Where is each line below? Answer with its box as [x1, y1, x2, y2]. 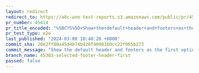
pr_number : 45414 [5, 19, 49, 25]
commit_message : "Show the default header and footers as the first [5, 47, 179, 53]
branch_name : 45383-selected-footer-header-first [5, 52, 131, 58]
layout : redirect [5, 8, 49, 15]
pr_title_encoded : [5, 25, 51, 31]
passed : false [5, 58, 41, 64]
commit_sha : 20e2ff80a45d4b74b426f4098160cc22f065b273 [5, 42, 144, 48]
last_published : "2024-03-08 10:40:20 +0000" [5, 36, 120, 42]
